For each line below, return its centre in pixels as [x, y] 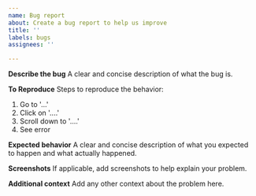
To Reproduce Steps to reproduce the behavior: [86, 89]
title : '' [24, 30]
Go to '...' [34, 105]
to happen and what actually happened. [72, 153]
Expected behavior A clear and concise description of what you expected [128, 145]
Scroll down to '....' [50, 121]
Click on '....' [39, 113]
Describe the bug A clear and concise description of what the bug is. [121, 74]
